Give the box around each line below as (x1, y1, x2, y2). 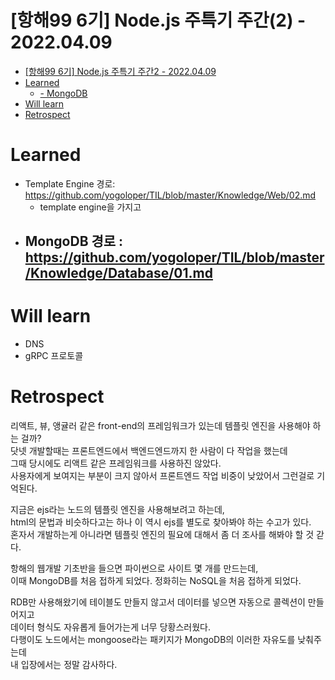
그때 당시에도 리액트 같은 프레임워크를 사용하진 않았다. (10, 457, 222, 470)
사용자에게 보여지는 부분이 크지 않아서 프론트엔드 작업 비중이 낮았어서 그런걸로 (10, 470, 315, 482)
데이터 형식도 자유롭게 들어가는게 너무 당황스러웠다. (10, 621, 211, 633)
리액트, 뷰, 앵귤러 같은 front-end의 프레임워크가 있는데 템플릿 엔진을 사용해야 (10, 420, 311, 432)
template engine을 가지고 (39, 201, 142, 213)
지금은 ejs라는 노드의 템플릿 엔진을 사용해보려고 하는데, (10, 504, 225, 516)
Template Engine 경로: (24, 177, 116, 190)
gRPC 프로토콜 (24, 350, 84, 362)
